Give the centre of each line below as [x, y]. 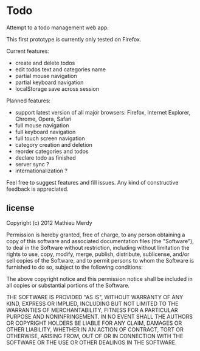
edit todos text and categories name [60, 69]
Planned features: [28, 101]
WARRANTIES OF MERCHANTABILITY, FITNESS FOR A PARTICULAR [92, 310]
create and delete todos [45, 63]
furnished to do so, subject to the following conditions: [74, 267]
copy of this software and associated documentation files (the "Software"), [100, 241]
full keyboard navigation [45, 132]
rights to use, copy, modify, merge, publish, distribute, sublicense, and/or [98, 254]
